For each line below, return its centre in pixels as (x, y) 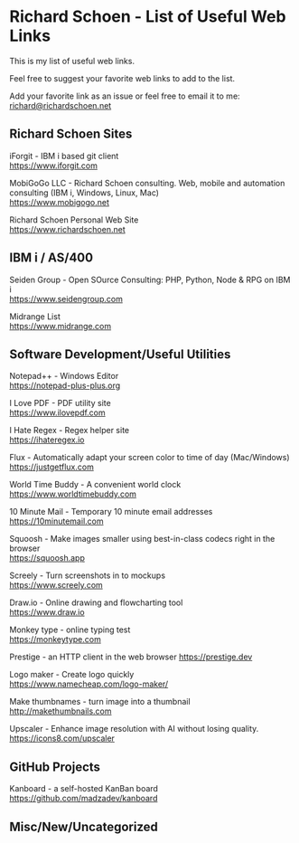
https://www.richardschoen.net (67, 229)
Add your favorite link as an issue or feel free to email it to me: (125, 96)
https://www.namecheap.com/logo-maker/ (89, 684)
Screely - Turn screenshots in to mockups (87, 575)
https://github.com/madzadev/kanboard (84, 799)
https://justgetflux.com (52, 467)
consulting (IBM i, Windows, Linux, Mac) (84, 193)
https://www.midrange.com (60, 326)
